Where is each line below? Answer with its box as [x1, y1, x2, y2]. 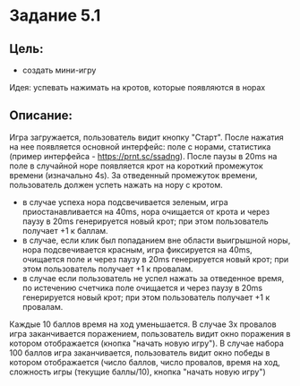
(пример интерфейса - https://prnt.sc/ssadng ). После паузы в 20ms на [9, 150, 278, 161]
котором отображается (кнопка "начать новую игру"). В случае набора [9, 338, 285, 348]
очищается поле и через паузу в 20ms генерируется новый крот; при [21, 253, 289, 264]
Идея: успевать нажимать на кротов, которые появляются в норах [9, 82, 266, 92]
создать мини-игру [21, 64, 97, 75]
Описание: [9, 108, 73, 124]
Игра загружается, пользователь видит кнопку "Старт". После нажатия [9, 132, 284, 142]
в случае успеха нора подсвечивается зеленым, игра [21, 196, 228, 207]
